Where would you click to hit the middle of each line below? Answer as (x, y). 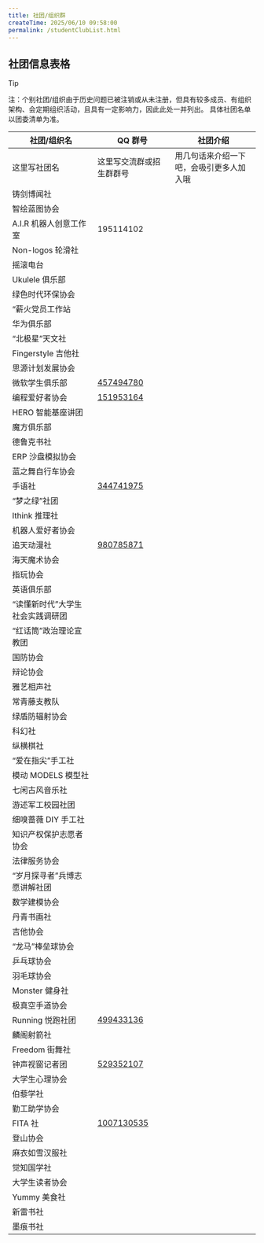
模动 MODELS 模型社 (50, 776)
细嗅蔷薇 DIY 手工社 (48, 820)
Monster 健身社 (40, 990)
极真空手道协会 (40, 1005)
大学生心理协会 (40, 1079)
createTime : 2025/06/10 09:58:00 (63, 23)
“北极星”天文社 (39, 339)
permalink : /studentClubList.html (65, 30)
